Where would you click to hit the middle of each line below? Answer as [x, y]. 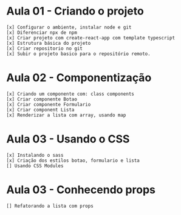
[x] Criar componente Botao [42, 99]
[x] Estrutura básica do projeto [49, 43]
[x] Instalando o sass [35, 155]
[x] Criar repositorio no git [45, 48]
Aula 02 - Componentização [79, 78]
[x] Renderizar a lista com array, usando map [66, 115]
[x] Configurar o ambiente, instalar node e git [69, 27]
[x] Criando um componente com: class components [70, 94]
